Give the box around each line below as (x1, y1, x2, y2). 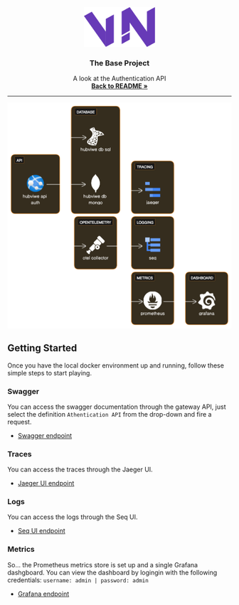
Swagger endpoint (17, 431, 73, 439)
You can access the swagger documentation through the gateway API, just (7, 402, 226, 411)
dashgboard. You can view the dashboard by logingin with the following (7, 568, 218, 577)
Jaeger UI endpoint (17, 479, 75, 488)
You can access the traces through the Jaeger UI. (7, 465, 153, 474)
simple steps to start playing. (7, 368, 92, 377)
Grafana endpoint (17, 589, 70, 598)
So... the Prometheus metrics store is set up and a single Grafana (7, 560, 198, 569)
